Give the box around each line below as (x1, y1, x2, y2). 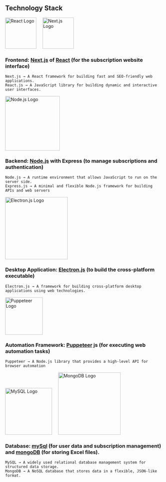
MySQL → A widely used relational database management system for (5, 460, 146, 465)
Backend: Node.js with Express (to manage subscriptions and (5, 158, 158, 164)
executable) (5, 273, 35, 280)
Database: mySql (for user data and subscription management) (5, 442, 162, 449)
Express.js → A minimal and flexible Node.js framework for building (5, 184, 153, 189)
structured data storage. (5, 465, 59, 470)
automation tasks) (5, 347, 51, 354)
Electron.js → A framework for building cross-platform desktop (5, 284, 142, 289)
